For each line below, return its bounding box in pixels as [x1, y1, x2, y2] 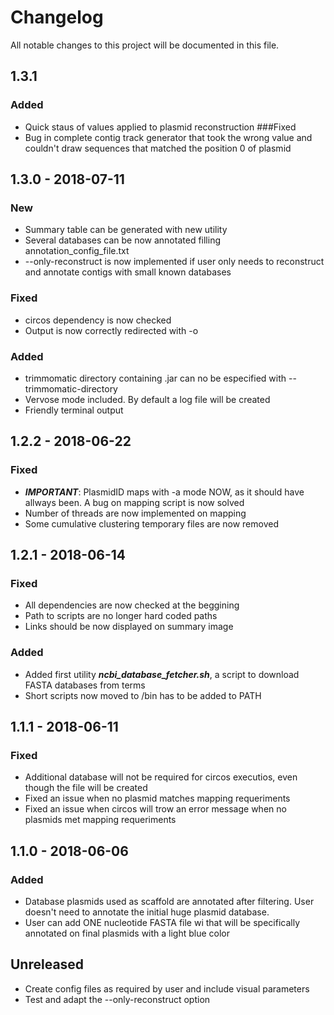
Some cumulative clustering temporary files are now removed [24, 517, 279, 530]
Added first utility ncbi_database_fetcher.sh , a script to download [24, 668, 300, 680]
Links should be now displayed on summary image [24, 621, 234, 633]
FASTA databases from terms [24, 679, 146, 691]
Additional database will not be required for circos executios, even [24, 771, 298, 783]
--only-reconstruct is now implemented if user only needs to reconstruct [24, 256, 325, 268]
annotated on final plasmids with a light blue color [24, 927, 231, 939]
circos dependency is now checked [24, 314, 172, 326]
